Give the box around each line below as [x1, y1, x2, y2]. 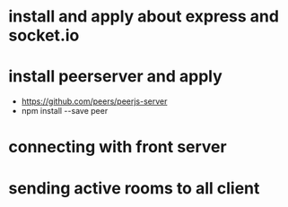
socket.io [8, 25, 80, 46]
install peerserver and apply [8, 66, 223, 87]
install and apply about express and [8, 6, 280, 27]
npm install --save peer [21, 106, 109, 116]
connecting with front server [8, 137, 227, 158]
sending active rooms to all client [8, 177, 260, 198]
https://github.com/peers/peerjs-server [21, 96, 168, 107]
